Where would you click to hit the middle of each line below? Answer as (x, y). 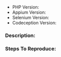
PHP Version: (26, 7)
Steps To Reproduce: (31, 49)
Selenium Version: (30, 17)
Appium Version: (29, 12)
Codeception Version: (34, 23)
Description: (20, 35)
